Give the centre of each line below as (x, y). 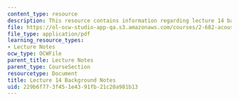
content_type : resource (43, 14)
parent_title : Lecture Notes (51, 60)
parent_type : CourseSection (49, 67)
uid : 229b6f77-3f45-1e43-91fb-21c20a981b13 (73, 87)
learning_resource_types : (46, 41)
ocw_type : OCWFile (34, 54)
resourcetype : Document (43, 73)
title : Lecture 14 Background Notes (62, 80)
